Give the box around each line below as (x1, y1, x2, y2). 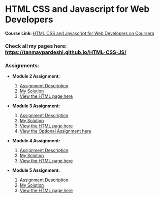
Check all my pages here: (5, 42, 67, 49)
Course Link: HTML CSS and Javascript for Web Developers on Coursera (5, 30, 154, 36)
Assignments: (5, 62, 39, 69)
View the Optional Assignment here (19, 128, 92, 134)
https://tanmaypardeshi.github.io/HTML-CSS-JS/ (5, 48, 127, 55)
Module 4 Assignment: (12, 138, 61, 144)
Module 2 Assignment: (12, 73, 60, 79)
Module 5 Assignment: (12, 167, 60, 173)
